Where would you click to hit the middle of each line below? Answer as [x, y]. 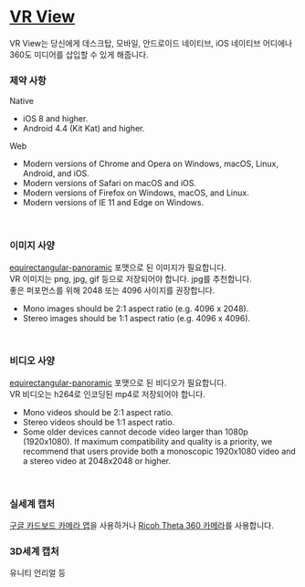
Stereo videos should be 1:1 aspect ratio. [99, 422]
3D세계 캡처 [34, 551]
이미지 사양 [32, 246]
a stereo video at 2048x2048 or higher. [97, 461]
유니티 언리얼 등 [38, 573]
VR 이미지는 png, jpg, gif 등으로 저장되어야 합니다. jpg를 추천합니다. [131, 278]
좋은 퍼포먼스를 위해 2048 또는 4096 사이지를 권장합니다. [112, 290]
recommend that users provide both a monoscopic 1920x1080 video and [159, 451]
